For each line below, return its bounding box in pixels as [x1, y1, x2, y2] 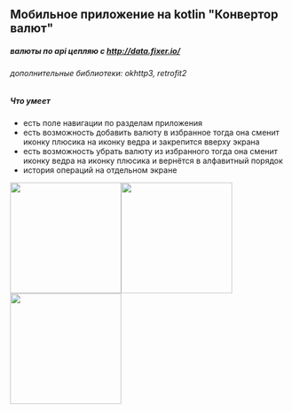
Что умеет [10, 95, 51, 105]
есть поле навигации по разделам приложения [22, 118, 203, 129]
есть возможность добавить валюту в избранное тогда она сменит [22, 128, 280, 138]
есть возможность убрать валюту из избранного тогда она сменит [22, 146, 279, 157]
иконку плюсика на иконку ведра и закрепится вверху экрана [22, 136, 260, 147]
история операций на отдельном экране [22, 165, 178, 175]
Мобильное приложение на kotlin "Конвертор [10, 7, 279, 22]
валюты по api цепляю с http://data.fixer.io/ [10, 45, 181, 56]
